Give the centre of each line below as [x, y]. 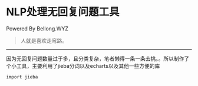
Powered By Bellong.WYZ [37, 28]
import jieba [22, 77]
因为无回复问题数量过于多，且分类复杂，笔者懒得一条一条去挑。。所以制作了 [98, 59]
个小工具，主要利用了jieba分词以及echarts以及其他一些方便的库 [83, 66]
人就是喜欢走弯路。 [44, 40]
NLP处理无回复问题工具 [63, 12]
